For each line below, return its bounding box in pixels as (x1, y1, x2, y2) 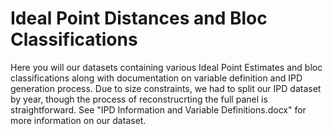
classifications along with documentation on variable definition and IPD (10, 72, 303, 84)
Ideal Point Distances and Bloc (10, 7, 268, 30)
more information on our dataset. (10, 114, 147, 126)
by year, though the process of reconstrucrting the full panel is (10, 93, 268, 105)
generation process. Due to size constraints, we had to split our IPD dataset (10, 82, 322, 94)
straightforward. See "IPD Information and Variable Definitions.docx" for (10, 103, 307, 116)
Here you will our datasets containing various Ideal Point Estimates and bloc (10, 61, 323, 73)
